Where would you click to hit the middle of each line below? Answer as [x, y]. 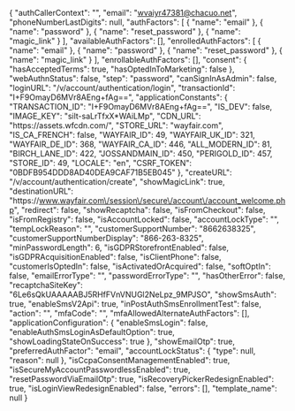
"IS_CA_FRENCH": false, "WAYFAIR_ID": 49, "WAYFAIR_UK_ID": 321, [132, 135]
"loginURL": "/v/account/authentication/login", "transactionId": [122, 88]
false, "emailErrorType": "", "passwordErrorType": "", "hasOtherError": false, [147, 276]
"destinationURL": [41, 191]
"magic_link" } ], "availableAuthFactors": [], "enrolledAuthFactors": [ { [135, 41]
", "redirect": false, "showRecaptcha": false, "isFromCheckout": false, [140, 210]
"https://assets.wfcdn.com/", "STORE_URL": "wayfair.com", [116, 126]
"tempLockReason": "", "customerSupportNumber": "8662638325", [132, 228]
